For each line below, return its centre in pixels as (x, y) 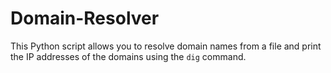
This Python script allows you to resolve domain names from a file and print (166, 46)
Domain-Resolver (85, 18)
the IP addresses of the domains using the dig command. (128, 56)
